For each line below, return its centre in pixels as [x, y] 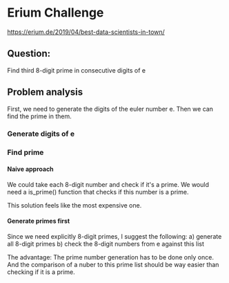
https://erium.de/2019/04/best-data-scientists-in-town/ [86, 32]
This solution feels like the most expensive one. [74, 205]
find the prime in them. [39, 116]
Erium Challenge [56, 13]
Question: [29, 54]
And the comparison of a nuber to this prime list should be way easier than [113, 264]
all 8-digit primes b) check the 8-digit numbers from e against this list [106, 244]
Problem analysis [45, 92]
